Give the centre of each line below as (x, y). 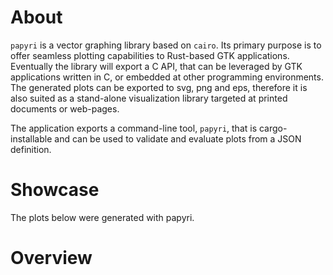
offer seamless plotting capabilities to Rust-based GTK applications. (150, 55)
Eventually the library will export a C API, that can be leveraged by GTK (156, 66)
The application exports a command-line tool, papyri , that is (134, 128)
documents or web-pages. (65, 108)
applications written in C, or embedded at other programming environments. (167, 77)
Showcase (55, 190)
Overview (51, 258)
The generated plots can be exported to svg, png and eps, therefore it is (159, 87)
